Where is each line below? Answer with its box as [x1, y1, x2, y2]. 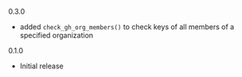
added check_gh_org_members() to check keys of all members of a [19, 22, 235, 31]
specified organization [19, 31, 94, 40]
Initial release [19, 61, 64, 71]
